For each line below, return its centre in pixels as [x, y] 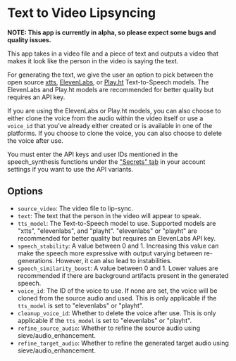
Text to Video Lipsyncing [82, 13]
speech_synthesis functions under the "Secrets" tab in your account [106, 161]
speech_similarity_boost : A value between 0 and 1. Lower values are [118, 268]
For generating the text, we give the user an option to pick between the [110, 75]
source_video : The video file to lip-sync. [75, 208]
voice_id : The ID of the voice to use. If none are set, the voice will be [117, 291]
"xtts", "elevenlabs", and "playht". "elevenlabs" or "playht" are [107, 231]
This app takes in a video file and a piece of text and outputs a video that [113, 53]
